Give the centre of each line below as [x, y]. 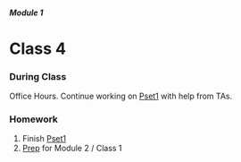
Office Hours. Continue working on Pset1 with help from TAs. [121, 96]
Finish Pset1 [44, 139]
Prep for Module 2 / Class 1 [72, 149]
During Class [38, 76]
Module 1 [26, 13]
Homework [33, 119]
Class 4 [38, 48]
